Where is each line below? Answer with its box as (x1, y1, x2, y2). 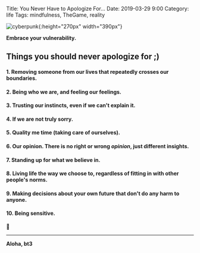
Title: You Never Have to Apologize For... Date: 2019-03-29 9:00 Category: (6, 5, 189, 12)
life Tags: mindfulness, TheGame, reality (6, 11, 105, 18)
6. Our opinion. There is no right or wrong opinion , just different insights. (6, 142, 189, 149)
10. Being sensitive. (6, 210, 55, 217)
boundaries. (6, 74, 37, 82)
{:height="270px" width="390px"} (38, 23, 123, 30)
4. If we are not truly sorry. (6, 115, 73, 123)
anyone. (6, 196, 27, 203)
